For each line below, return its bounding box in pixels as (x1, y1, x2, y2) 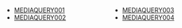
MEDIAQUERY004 (122, 13, 175, 22)
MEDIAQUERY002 (13, 13, 66, 22)
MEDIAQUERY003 (122, 6, 175, 14)
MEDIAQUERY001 (13, 6, 65, 14)
